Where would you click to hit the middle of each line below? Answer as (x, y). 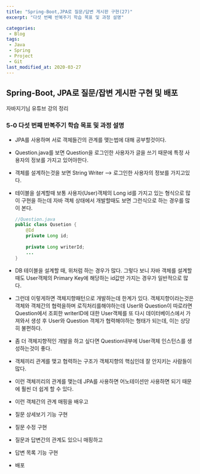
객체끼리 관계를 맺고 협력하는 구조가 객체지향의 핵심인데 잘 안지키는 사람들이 (103, 361)
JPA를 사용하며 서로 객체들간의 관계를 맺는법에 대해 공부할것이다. (90, 140)
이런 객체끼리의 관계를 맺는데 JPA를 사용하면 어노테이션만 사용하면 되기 (98, 381)
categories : (21, 28)
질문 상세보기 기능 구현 (41, 414)
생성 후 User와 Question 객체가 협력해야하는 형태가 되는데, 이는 (105, 321)
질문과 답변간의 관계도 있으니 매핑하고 (59, 440)
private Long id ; (47, 236)
